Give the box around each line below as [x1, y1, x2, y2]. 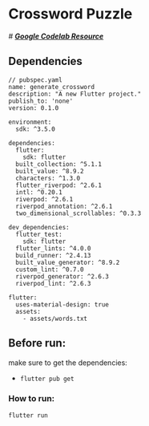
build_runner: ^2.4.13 [15, 251, 91, 259]
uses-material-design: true [15, 300, 110, 309]
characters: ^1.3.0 [15, 174, 81, 182]
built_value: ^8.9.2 [15, 167, 84, 175]
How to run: [8, 393, 55, 404]
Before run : [8, 336, 66, 350]
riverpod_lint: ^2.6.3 [15, 279, 91, 287]
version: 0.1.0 [8, 103, 59, 112]
